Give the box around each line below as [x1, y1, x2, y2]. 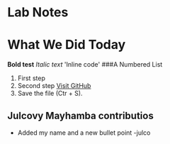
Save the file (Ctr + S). [17, 89, 83, 98]
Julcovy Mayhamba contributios [7, 109, 154, 121]
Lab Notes [7, 4, 69, 21]
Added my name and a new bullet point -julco [17, 128, 151, 137]
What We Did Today [7, 37, 126, 53]
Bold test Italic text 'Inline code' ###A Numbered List [7, 60, 163, 69]
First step [17, 74, 46, 82]
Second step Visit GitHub [17, 82, 91, 90]
